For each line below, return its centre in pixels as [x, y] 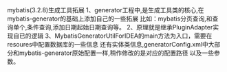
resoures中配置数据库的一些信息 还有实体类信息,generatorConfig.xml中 [108, 44]
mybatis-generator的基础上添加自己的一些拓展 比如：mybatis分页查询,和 [110, 19]
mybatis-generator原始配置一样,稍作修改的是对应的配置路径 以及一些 [117, 53]
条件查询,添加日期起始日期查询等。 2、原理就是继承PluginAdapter [120, 27]
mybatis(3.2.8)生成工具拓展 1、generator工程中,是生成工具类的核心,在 [106, 10]
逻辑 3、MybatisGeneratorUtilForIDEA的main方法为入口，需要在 [121, 36]
